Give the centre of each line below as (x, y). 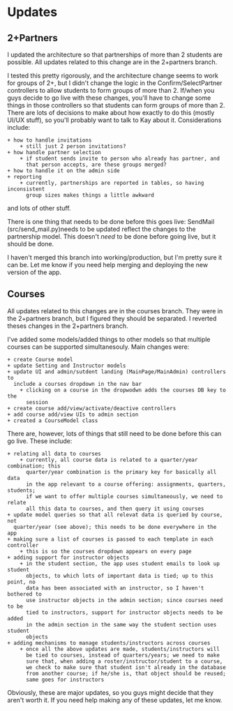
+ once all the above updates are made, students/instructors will (120, 649)
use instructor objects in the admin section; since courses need (124, 600)
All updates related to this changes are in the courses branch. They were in (115, 310)
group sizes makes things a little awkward (90, 195)
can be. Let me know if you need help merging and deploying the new (107, 265)
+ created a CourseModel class (53, 420)
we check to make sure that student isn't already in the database (126, 667)
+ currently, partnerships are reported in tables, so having (112, 183)
